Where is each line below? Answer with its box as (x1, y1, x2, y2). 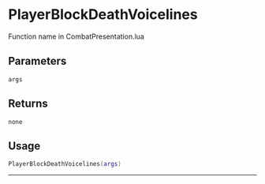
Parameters (8, 54, 67, 68)
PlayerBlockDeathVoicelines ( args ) (8, 160, 122, 168)
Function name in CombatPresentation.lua (8, 32, 144, 41)
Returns (8, 97, 49, 111)
